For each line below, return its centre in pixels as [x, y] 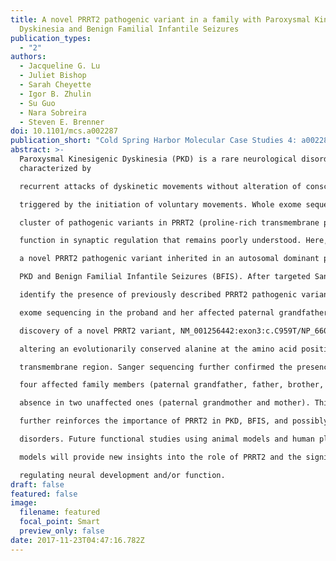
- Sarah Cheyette [55, 85]
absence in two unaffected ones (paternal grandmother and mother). [165, 403]
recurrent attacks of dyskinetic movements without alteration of [160, 186]
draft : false [37, 484]
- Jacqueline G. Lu [60, 66]
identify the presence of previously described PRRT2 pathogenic [158, 295]
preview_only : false [62, 531]
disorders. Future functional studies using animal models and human [167, 439]
